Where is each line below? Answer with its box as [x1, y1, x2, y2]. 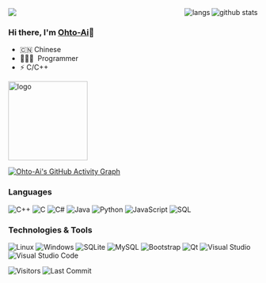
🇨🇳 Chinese [19, 45, 62, 55]
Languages [8, 187, 53, 198]
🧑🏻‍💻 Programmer [19, 54, 79, 63]
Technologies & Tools [8, 225, 93, 236]
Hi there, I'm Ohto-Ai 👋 [8, 27, 95, 38]
